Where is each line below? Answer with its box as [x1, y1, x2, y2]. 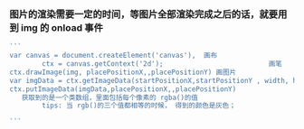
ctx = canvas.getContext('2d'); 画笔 [42, 60, 282, 69]
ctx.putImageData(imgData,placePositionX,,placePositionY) [9, 84, 237, 94]
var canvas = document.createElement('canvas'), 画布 [9, 51, 218, 60]
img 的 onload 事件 [21, 21, 104, 33]
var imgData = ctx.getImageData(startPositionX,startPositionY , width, [9, 76, 290, 85]
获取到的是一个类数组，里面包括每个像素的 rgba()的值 [21, 93, 199, 102]
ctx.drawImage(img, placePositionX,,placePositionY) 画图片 [9, 68, 237, 77]
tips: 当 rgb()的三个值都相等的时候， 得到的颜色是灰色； [42, 101, 237, 110]
